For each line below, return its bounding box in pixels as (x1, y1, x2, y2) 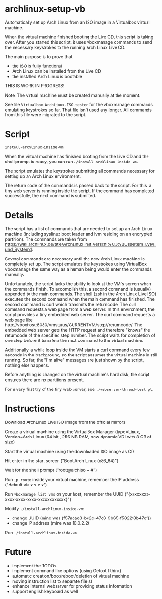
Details (5, 210, 34, 221)
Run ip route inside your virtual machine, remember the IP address (5, 476, 139, 482)
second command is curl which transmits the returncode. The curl (5, 301, 137, 307)
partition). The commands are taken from (5, 236, 87, 242)
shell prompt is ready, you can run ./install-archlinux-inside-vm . (5, 159, 138, 164)
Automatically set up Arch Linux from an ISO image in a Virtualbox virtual (5, 19, 150, 25)
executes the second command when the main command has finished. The (5, 296, 155, 302)
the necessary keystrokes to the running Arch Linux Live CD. (5, 44, 126, 50)
